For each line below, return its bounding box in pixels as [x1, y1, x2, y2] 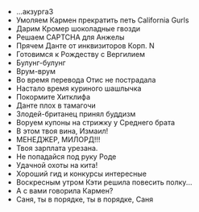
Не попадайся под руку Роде [15, 152, 117, 161]
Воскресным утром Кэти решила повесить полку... [15, 177, 193, 187]
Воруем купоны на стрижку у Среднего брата [15, 118, 176, 127]
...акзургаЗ [15, 7, 54, 16]
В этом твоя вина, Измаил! [15, 126, 109, 136]
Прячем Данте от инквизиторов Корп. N [15, 41, 155, 51]
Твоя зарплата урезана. [15, 144, 98, 153]
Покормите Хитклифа [15, 92, 91, 101]
